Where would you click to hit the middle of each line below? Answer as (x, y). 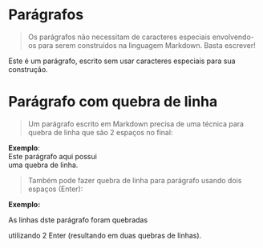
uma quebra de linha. (43, 165)
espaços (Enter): (55, 189)
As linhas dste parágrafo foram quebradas (78, 220)
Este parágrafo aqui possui (53, 156)
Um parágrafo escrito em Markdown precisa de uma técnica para (136, 124)
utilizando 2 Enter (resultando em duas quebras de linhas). (105, 235)
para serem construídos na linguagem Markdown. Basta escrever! (147, 45)
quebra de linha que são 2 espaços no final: (100, 132)
